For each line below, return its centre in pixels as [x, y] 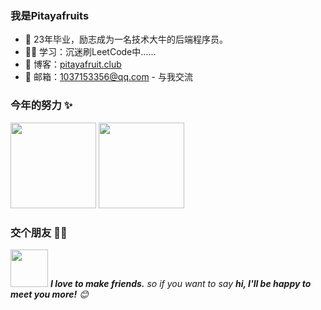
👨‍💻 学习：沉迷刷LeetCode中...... [90, 52]
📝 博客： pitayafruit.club [73, 64]
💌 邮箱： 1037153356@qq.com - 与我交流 [108, 77]
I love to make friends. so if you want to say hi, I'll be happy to [180, 283]
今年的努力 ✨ [41, 105]
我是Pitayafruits [50, 15]
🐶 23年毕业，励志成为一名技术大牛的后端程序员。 [126, 39]
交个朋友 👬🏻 [39, 232]
